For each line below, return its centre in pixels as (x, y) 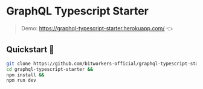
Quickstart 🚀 (30, 50)
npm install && (25, 75)
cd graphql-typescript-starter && (50, 69)
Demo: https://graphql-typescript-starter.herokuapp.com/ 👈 (97, 28)
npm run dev (21, 81)
